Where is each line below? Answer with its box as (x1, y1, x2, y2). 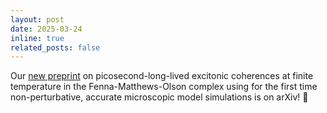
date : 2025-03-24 (10, 24, 83, 34)
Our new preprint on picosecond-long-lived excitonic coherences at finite (10, 70, 314, 82)
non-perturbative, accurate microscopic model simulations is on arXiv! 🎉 (10, 91, 309, 103)
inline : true (10, 33, 65, 43)
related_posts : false (10, 42, 101, 53)
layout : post (10, 14, 65, 25)
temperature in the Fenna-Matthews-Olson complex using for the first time (10, 81, 318, 93)
